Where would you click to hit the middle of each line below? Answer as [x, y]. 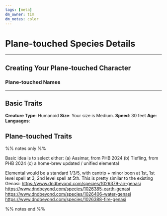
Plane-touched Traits [39, 136]
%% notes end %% [25, 209]
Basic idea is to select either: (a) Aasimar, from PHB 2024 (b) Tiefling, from [82, 158]
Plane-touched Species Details [70, 43]
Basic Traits [24, 104]
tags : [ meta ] [19, 10]
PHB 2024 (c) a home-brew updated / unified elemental [62, 163]
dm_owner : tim [20, 14]
